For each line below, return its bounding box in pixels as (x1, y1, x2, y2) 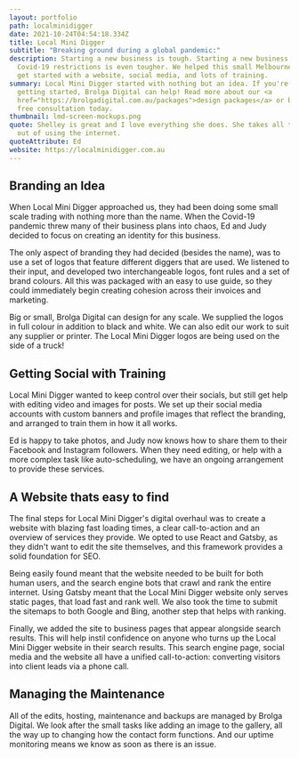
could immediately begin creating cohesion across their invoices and (9, 286, 262, 296)
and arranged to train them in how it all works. (9, 418, 178, 429)
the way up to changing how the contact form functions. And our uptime (9, 729, 274, 739)
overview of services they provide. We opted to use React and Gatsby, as (9, 532, 279, 543)
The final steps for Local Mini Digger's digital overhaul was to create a (9, 513, 266, 524)
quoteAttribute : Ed (9, 137, 82, 146)
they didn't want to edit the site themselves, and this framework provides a (9, 542, 283, 552)
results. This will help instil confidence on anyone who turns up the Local (9, 633, 277, 643)
